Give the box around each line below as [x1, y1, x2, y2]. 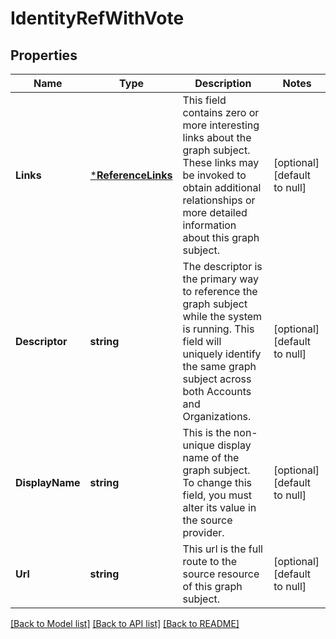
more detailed [182, 206, 248, 219]
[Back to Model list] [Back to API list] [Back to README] [10, 618, 240, 629]
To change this [182, 476, 252, 489]
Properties [10, 47, 78, 64]
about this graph [182, 231, 260, 244]
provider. [182, 526, 225, 539]
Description [194, 77, 252, 90]
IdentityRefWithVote [10, 7, 185, 30]
